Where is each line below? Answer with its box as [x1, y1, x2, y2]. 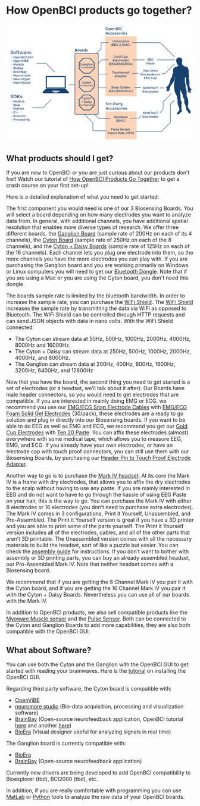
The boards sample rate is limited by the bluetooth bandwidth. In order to [6, 292, 186, 299]
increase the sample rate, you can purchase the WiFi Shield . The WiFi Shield [6, 299, 193, 306]
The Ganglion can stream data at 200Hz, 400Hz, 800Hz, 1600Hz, [14, 360, 176, 368]
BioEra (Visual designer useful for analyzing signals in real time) [14, 728, 171, 735]
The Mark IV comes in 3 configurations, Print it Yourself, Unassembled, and [6, 510, 191, 518]
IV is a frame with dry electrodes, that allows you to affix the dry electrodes [6, 478, 190, 485]
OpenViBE [14, 697, 40, 704]
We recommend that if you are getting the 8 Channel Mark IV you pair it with [6, 578, 193, 586]
